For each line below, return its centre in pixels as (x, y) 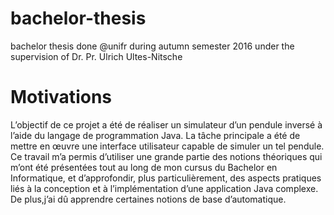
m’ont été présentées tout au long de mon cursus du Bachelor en (144, 167)
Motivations (61, 97)
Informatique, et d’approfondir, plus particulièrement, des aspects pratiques (166, 178)
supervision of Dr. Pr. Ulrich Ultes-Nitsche (96, 56)
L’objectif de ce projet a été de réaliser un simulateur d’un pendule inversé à (166, 124)
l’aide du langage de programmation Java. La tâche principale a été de (155, 135)
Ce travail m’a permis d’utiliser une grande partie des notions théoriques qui (166, 156)
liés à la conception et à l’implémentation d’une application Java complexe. (164, 188)
